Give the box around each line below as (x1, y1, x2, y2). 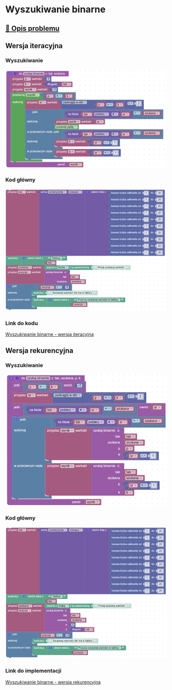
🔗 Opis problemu (5, 24, 60, 33)
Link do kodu (5, 319, 39, 327)
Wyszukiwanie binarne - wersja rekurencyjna (5, 679, 101, 685)
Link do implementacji (5, 667, 62, 675)
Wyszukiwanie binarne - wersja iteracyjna (5, 331, 94, 337)
